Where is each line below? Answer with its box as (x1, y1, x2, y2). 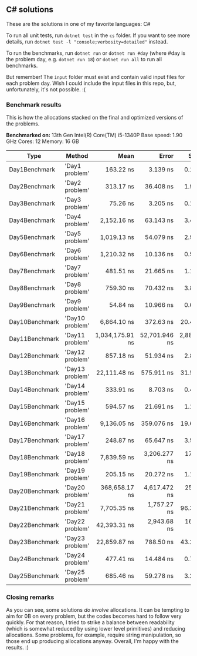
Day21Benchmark (9, 504, 59, 512)
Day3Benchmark (9, 200, 56, 208)
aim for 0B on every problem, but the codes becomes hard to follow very (6, 612, 182, 620)
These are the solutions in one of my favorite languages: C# (6, 20, 151, 27)
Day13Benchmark (9, 369, 59, 377)
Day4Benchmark (9, 216, 56, 224)
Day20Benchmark (9, 487, 59, 495)
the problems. (6, 120, 40, 127)
